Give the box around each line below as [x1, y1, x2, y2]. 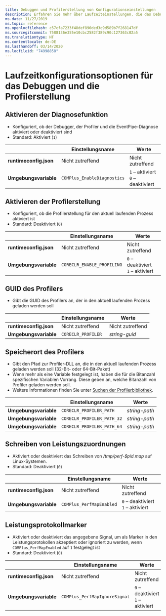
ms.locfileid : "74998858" [5, 48, 58, 53]
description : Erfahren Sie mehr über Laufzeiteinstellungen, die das [5, 12, 152, 17]
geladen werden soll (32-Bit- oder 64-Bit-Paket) [12, 366, 111, 372]
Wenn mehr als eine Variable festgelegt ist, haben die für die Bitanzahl [12, 371, 156, 377]
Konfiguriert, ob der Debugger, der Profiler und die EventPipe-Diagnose [12, 123, 158, 129]
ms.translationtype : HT [5, 35, 54, 40]
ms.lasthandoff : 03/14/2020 [5, 44, 63, 49]
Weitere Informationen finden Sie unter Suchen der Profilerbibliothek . [12, 387, 153, 393]
